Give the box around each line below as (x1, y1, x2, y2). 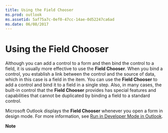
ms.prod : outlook (5, 12, 42, 17)
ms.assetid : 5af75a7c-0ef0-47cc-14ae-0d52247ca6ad (5, 17, 115, 22)
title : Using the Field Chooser (5, 7, 74, 13)
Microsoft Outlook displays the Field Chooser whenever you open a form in (5, 108, 163, 114)
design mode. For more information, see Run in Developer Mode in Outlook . (5, 113, 163, 119)
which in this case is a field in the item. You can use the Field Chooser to (5, 77, 158, 83)
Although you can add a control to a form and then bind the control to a (5, 60, 154, 66)
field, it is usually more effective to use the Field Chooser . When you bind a (5, 65, 163, 72)
